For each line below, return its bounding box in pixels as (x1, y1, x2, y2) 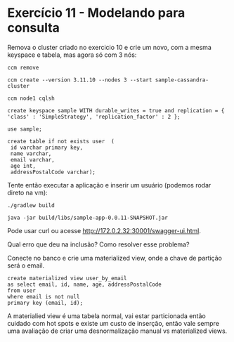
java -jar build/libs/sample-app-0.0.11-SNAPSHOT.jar (7, 214, 169, 221)
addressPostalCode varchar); (10, 169, 96, 176)
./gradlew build (7, 202, 55, 209)
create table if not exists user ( (7, 138, 115, 145)
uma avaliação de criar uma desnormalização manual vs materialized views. (7, 327, 228, 335)
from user (7, 287, 37, 294)
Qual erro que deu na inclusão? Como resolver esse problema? (7, 240, 190, 249)
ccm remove (7, 64, 39, 71)
